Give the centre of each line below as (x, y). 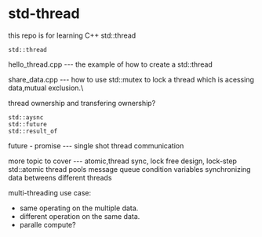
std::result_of (33, 131)
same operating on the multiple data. (79, 208)
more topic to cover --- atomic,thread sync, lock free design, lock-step (123, 161)
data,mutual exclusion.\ (46, 88)
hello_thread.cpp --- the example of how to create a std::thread (111, 64)
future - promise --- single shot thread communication (96, 145)
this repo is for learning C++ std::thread (72, 35)
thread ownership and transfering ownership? (82, 103)
